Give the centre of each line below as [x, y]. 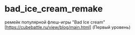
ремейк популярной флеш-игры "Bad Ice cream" [55, 22]
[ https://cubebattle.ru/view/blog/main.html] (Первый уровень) [67, 27]
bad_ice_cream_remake [54, 9]
